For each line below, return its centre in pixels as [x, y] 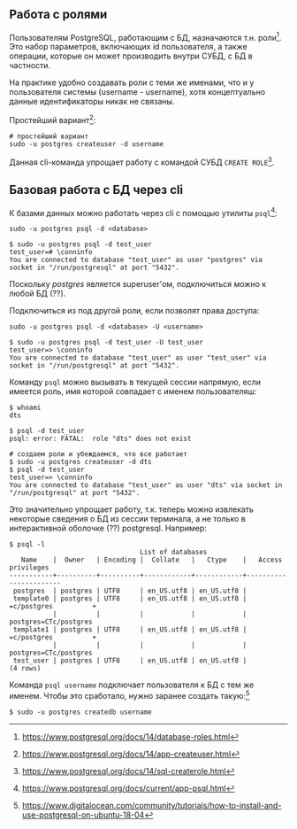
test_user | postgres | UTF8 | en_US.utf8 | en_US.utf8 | [130, 661]
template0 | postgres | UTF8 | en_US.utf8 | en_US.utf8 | [130, 599]
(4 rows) [25, 669]
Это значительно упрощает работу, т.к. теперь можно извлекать [132, 509]
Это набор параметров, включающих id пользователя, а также [128, 47]
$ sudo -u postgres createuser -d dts [80, 462]
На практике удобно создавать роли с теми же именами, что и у [132, 82]
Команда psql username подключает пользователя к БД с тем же [132, 685]
